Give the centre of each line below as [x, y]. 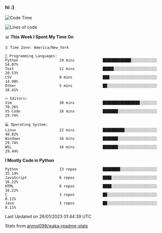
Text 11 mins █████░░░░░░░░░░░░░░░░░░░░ [81, 69]
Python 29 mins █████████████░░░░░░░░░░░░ [81, 60]
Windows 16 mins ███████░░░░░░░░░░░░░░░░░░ [81, 139]
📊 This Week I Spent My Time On [39, 37]
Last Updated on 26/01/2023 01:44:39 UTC [48, 216]
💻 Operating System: [27, 125]
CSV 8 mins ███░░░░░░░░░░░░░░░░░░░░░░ [81, 77]
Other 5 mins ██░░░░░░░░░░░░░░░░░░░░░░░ [81, 86]
